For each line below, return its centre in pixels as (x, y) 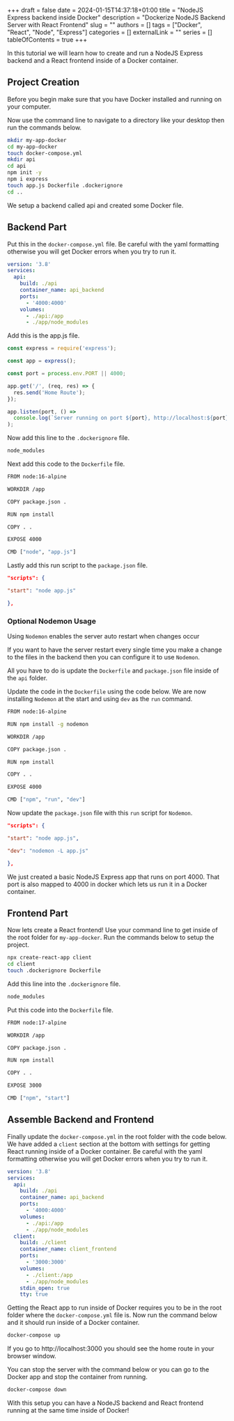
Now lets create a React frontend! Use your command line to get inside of (112, 930)
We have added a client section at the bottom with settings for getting (109, 1144)
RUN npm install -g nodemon (48, 724)
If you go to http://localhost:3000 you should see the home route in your (111, 1349)
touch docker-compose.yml (45, 153)
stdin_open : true (45, 1288)
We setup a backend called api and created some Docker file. (95, 205)
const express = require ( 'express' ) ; (62, 348)
